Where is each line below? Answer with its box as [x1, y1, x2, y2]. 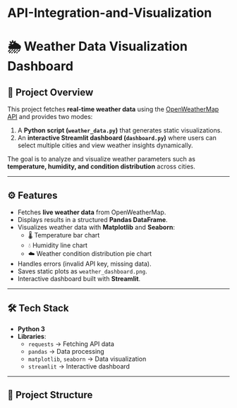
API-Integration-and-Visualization [7, 5, 212, 21]
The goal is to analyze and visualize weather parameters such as [7, 155, 196, 163]
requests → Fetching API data [28, 340, 115, 348]
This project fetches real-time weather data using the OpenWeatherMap [7, 105, 219, 113]
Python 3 [17, 324, 46, 333]
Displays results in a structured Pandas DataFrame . [17, 216, 168, 223]
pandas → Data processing [28, 347, 104, 355]
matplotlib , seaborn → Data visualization [28, 354, 147, 363]
